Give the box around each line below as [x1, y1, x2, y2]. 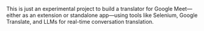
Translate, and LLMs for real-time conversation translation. [6, 18, 154, 25]
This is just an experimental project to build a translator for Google [6, 5, 173, 12]
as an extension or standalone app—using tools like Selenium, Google [22, 12, 198, 19]
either [6, 12, 21, 19]
